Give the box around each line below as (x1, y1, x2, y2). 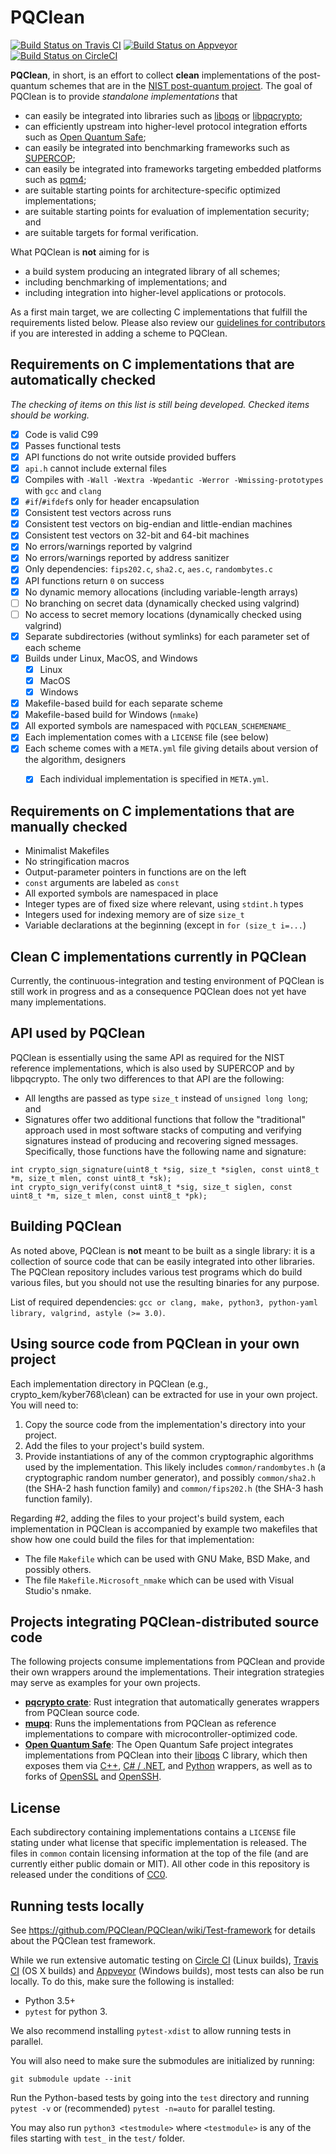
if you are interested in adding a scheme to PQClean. (10, 327, 228, 339)
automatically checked (10, 372, 157, 389)
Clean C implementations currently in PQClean (10, 948, 307, 965)
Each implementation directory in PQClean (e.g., (10, 1377, 209, 1390)
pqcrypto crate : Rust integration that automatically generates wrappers (24, 1696, 320, 1708)
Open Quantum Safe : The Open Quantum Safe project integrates (24, 1739, 294, 1751)
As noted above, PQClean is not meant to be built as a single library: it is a (10, 1244, 316, 1256)
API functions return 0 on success (24, 574, 165, 586)
